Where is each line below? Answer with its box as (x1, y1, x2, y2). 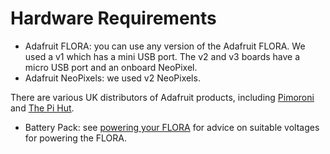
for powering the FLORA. (24, 132, 127, 144)
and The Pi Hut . (10, 102, 75, 114)
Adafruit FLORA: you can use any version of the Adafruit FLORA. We (24, 40, 306, 52)
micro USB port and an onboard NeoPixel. (24, 61, 198, 73)
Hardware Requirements (10, 7, 217, 30)
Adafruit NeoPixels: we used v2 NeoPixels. (24, 72, 201, 84)
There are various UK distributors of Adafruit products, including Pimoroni (10, 91, 315, 103)
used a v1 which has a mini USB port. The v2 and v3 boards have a (24, 50, 301, 62)
